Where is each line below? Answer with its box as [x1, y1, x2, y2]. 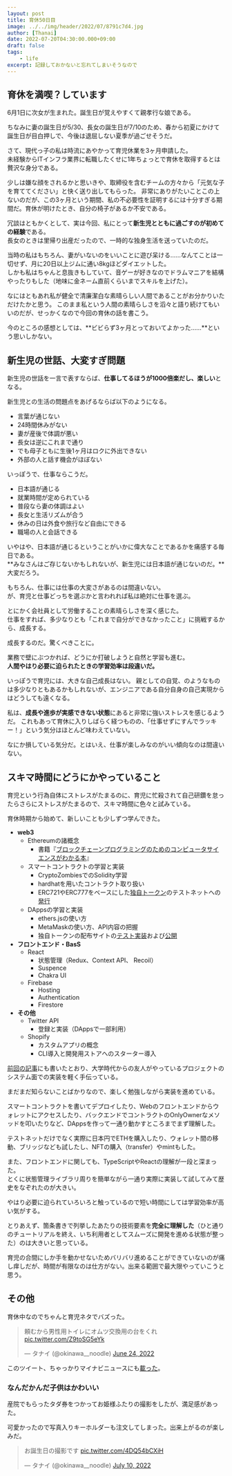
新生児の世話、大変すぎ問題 [7, 354, 126, 366]
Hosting [37, 986, 61, 994]
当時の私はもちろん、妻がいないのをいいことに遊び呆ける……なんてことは [7, 251, 217, 259]
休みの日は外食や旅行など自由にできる [17, 519, 126, 527]
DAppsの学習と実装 [27, 906, 84, 914]
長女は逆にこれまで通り [17, 438, 84, 447]
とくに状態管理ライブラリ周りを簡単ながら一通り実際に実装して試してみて [7, 1175, 219, 1183]
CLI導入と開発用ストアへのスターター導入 [37, 1049, 157, 1058]
